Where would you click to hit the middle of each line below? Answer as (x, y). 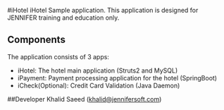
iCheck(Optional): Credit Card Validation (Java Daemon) (99, 85)
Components (36, 40)
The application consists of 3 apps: (58, 56)
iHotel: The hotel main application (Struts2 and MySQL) (98, 71)
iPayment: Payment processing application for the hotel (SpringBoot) (117, 78)
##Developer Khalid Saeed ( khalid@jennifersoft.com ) (85, 99)
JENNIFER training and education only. (63, 18)
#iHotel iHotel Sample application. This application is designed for (103, 10)
